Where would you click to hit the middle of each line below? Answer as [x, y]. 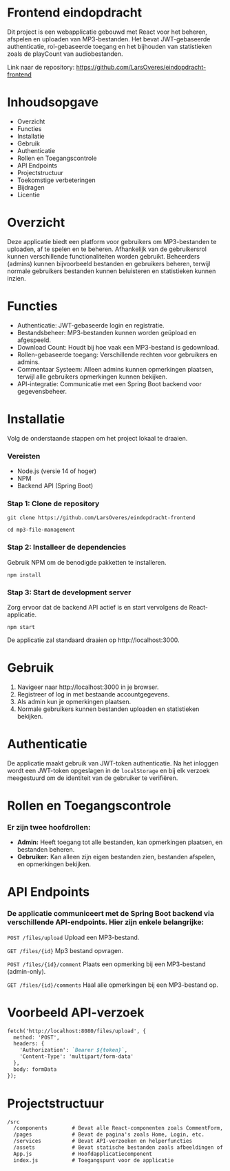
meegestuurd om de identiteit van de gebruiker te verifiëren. [93, 778]
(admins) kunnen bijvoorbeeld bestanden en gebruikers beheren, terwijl [109, 263]
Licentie [28, 194]
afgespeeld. [34, 340]
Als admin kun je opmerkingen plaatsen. [74, 701]
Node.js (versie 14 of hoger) [57, 471]
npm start [21, 627]
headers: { [29, 1044]
